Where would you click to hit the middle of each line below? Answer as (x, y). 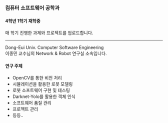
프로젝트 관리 (25, 109)
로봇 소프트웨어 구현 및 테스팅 (41, 90)
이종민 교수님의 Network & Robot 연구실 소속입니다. (56, 53)
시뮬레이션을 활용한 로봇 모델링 (42, 84)
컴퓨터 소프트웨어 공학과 (32, 7)
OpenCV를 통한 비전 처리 (37, 78)
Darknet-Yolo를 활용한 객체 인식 (44, 96)
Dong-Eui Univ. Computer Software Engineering (54, 47)
